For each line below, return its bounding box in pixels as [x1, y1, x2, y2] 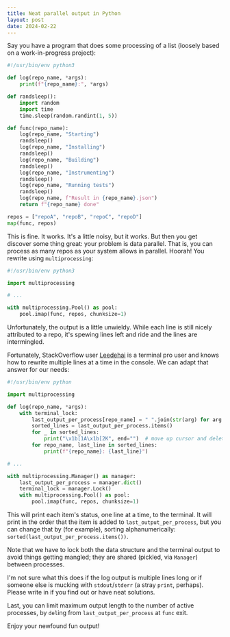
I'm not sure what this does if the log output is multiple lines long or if [7, 573, 202, 582]
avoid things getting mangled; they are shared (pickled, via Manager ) [7, 553, 199, 561]
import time [19, 105, 53, 113]
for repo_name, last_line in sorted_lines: [31, 442, 157, 449]
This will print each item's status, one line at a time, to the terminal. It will [7, 511, 212, 519]
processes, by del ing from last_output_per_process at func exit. [7, 609, 188, 616]
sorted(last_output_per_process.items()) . [7, 532, 129, 540]
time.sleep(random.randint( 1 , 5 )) [19, 112, 118, 119]
